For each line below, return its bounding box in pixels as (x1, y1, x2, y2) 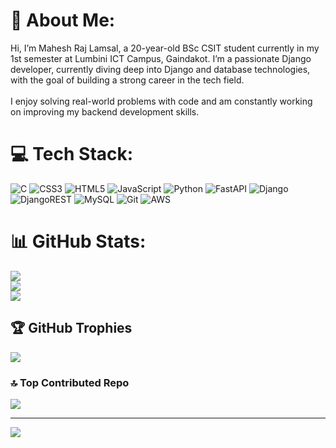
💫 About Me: (10, 9, 116, 32)
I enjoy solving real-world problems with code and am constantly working (10, 95, 313, 107)
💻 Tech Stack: (10, 143, 134, 166)
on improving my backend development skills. (10, 105, 200, 118)
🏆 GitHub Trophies (10, 320, 133, 337)
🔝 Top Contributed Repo (10, 375, 130, 389)
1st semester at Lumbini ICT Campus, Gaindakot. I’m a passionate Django (10, 52, 312, 64)
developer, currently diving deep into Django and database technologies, (10, 63, 311, 75)
